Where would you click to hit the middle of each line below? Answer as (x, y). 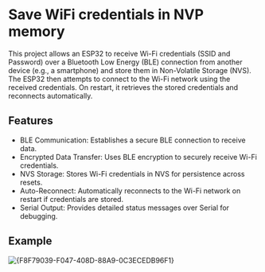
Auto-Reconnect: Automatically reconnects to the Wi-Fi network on (130, 190)
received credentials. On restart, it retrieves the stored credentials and (123, 87)
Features (31, 121)
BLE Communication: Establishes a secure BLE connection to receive (132, 140)
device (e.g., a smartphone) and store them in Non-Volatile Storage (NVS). (130, 70)
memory (37, 31)
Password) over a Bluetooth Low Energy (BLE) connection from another (125, 62)
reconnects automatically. (51, 95)
